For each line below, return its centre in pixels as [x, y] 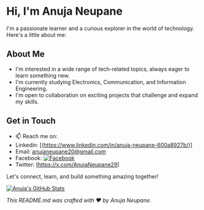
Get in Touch [31, 121]
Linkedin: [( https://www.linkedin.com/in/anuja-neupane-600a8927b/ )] [104, 145]
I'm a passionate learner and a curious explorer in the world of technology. [100, 28]
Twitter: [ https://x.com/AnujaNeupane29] [67, 165]
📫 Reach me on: [36, 136]
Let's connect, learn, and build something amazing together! [82, 176]
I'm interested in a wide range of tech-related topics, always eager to [102, 69]
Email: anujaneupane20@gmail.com [60, 151]
